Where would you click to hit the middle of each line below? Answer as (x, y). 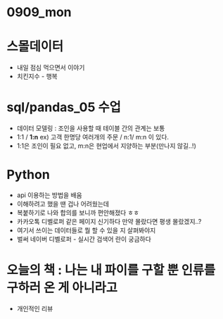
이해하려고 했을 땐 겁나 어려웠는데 (63, 204)
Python (28, 175)
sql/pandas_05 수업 (64, 107)
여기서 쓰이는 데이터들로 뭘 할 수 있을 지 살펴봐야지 (86, 230)
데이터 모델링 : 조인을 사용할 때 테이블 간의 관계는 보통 (91, 128)
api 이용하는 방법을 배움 (49, 195)
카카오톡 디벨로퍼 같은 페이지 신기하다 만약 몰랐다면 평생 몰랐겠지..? (109, 221)
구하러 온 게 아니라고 (62, 288)
